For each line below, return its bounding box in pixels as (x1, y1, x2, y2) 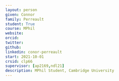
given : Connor (5, 12, 35, 17)
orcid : (5, 36, 19, 41)
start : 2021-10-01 (5, 54, 44, 59)
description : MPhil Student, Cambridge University (5, 68, 114, 73)
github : (5, 45, 22, 50)
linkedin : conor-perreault (5, 49, 62, 54)
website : (5, 31, 24, 36)
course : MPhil (5, 26, 35, 31)
